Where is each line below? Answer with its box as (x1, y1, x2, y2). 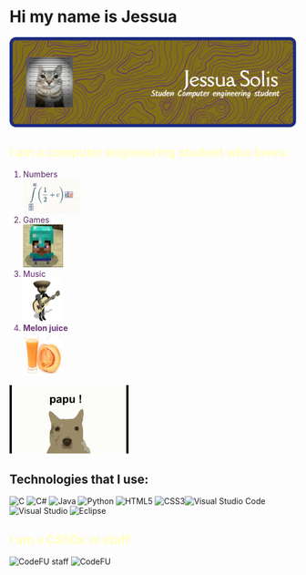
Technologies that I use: (9, 471, 148, 487)
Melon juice (22, 323, 68, 334)
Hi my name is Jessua (9, 6, 178, 27)
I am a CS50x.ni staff (9, 531, 130, 548)
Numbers (22, 169, 58, 180)
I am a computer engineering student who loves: (9, 145, 290, 160)
